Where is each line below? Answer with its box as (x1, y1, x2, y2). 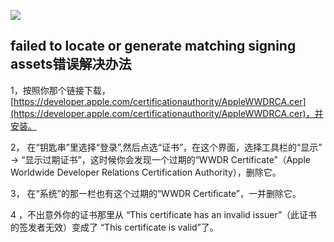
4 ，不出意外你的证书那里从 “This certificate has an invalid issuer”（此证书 (10, 208, 318, 220)
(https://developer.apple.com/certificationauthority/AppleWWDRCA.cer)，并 (10, 107, 324, 119)
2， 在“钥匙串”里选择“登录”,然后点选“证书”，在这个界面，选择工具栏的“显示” (10, 141, 323, 153)
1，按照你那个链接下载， (10, 84, 111, 96)
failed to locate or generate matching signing (10, 38, 297, 55)
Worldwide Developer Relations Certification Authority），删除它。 (10, 166, 282, 178)
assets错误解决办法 (10, 56, 132, 73)
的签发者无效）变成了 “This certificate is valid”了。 (10, 221, 219, 233)
